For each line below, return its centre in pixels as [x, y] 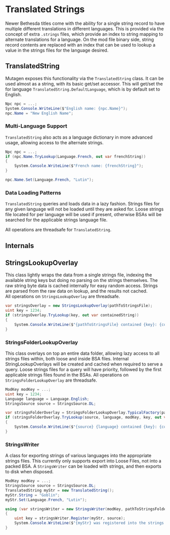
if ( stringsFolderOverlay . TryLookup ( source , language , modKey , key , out [83, 418]
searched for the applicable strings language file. [56, 220]
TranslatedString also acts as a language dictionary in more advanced [79, 137]
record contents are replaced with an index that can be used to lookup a [80, 45]
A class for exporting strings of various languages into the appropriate [78, 456]
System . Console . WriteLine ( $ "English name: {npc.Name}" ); [67, 108]
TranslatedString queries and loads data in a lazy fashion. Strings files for [83, 204]
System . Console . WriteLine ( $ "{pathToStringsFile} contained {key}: [86, 324]
